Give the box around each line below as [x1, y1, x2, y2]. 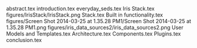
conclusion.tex [6, 37, 42, 43]
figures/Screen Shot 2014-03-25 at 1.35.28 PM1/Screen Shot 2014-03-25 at [6, 18, 192, 24]
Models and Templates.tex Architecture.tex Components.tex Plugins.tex [6, 30, 181, 37]
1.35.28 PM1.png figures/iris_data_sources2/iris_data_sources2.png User [6, 24, 184, 31]
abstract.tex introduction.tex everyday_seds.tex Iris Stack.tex [6, 5, 155, 12]
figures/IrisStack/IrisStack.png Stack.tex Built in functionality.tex [6, 11, 163, 18]
